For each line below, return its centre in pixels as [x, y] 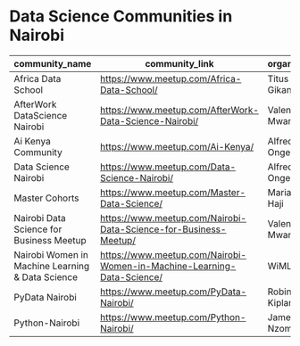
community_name [53, 63]
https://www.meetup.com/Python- [173, 317]
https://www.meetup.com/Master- [173, 192]
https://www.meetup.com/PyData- [173, 292]
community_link [179, 63]
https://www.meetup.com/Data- [168, 167]
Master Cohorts [46, 198]
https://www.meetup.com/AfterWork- [179, 110]
